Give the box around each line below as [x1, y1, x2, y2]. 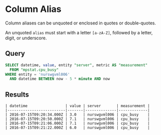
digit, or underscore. [5, 35, 47, 41]
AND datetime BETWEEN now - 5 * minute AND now [9, 76, 110, 82]
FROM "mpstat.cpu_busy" [9, 67, 59, 72]
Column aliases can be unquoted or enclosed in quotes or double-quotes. [5, 20, 157, 26]
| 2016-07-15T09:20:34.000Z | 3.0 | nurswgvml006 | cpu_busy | [5, 112, 150, 118]
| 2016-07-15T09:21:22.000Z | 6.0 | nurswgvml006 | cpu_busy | [5, 126, 150, 131]
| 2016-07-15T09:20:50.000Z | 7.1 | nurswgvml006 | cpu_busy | [5, 117, 150, 122]
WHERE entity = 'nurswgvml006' [5, 72, 70, 77]
